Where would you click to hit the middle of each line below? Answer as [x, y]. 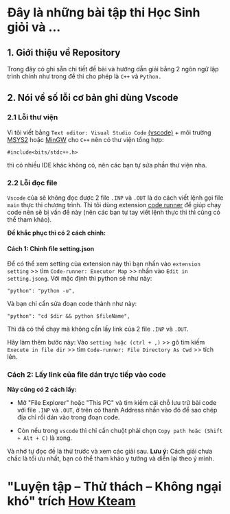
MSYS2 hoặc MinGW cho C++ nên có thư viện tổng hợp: [85, 139]
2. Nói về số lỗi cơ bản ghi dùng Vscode [93, 98]
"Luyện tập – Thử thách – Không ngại [114, 486]
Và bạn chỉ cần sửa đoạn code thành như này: [72, 304]
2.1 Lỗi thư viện [33, 117]
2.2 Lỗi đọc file [32, 183]
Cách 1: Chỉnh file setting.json [51, 248]
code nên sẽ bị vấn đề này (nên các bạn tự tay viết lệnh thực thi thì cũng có [114, 212]
